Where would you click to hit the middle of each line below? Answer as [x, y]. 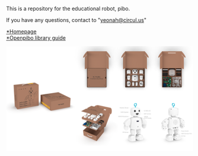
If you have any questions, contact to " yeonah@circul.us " [76, 20]
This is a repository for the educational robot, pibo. [68, 9]
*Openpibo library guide [36, 38]
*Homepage [21, 31]
